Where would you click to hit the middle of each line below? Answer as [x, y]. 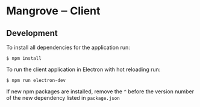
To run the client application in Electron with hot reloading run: [83, 69]
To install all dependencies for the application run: [68, 47]
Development [32, 33]
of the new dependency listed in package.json [63, 98]
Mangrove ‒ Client [53, 11]
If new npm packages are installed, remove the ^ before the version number [100, 91]
